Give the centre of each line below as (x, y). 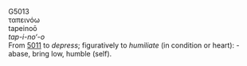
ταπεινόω (24, 20)
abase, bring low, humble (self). (60, 54)
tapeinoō (23, 28)
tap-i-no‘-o (27, 37)
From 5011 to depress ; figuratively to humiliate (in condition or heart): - (124, 45)
